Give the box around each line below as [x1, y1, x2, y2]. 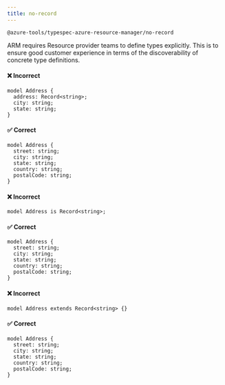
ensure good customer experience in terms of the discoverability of [7, 48, 198, 57]
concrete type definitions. [7, 56, 81, 64]
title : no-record [7, 10, 57, 17]
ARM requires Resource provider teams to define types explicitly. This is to [7, 41, 219, 49]
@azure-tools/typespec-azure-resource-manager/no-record [7, 29, 174, 36]
